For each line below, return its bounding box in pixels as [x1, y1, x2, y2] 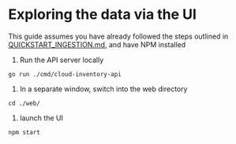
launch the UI [19, 113, 63, 123]
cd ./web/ [8, 99, 41, 107]
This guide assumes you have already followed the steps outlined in [8, 31, 229, 41]
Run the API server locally [19, 55, 104, 65]
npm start [8, 128, 41, 136]
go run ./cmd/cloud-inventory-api [8, 70, 122, 78]
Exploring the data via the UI [8, 6, 197, 24]
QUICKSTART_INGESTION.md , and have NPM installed [8, 39, 186, 49]
